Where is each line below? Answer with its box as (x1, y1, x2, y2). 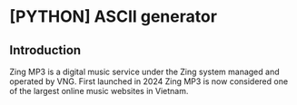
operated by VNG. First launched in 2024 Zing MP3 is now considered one (9, 76, 289, 87)
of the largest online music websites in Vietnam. (9, 86, 189, 96)
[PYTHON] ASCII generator (9, 6, 218, 27)
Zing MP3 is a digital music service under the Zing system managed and (9, 66, 280, 77)
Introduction (9, 43, 82, 58)
